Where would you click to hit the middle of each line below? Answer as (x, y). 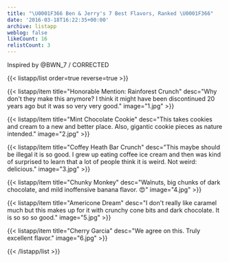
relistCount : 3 (29, 45)
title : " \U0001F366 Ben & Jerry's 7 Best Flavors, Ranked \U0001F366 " (110, 13)
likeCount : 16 (28, 39)
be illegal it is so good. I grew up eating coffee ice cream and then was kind (114, 154)
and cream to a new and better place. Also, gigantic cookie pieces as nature (115, 127)
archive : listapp (32, 26)
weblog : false (28, 33)
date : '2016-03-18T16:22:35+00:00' (58, 20)
